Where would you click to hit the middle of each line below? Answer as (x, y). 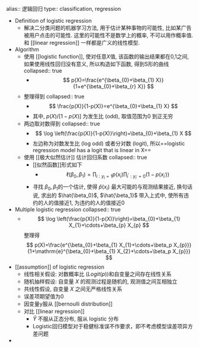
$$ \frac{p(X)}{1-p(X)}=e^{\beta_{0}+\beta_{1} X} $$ (113, 106)
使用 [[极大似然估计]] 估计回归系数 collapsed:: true (85, 157)
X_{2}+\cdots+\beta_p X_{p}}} (154, 251)
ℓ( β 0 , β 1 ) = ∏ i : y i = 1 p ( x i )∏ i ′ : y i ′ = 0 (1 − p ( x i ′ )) (118, 175)
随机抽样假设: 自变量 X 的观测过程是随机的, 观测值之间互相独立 (100, 281)
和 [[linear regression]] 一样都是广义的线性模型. (82, 43)
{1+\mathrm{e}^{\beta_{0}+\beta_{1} (71, 251)
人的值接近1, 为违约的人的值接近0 (84, 202)
